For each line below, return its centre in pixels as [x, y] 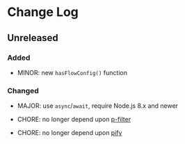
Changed [23, 90]
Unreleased [33, 38]
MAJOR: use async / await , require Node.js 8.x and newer [98, 106]
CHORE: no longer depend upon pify [70, 133]
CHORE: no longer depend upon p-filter [74, 120]
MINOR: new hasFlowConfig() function [72, 72]
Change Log [43, 12]
